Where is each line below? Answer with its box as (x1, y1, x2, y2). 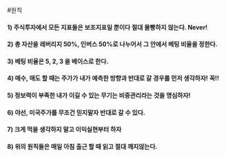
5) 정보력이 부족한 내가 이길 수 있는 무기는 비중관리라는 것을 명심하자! (7, 91, 191, 99)
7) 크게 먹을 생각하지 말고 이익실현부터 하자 (7, 125, 122, 134)
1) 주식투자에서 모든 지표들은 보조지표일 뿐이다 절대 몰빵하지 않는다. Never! (7, 23, 208, 31)
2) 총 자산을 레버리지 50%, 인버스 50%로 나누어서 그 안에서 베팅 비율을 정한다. (7, 40, 218, 48)
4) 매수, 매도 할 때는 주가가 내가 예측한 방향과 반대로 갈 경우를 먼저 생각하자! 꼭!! (7, 74, 219, 83)
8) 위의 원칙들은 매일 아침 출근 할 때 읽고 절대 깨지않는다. (7, 142, 158, 150)
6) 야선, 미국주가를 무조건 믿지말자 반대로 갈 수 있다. (7, 108, 146, 116)
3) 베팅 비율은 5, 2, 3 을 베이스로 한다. (7, 57, 109, 65)
